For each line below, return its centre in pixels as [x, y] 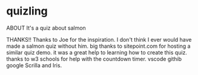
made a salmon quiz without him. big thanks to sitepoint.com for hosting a [98, 46]
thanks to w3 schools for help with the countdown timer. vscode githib [94, 59]
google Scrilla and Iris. [34, 65]
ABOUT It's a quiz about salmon [46, 28]
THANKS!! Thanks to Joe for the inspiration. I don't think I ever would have [99, 39]
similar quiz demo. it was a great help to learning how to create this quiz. [97, 52]
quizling [27, 11]
